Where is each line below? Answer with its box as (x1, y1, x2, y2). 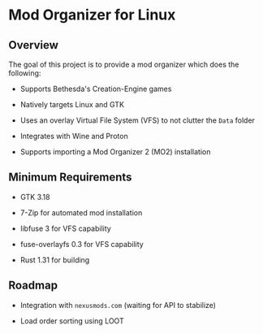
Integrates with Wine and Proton (19, 132, 128, 141)
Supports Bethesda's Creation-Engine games (19, 84, 172, 93)
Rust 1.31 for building (19, 254, 90, 265)
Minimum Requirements (8, 171, 132, 184)
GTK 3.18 (19, 192, 50, 202)
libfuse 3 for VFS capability (19, 223, 111, 233)
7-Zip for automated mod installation (19, 207, 143, 217)
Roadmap (8, 279, 58, 293)
